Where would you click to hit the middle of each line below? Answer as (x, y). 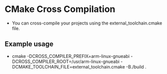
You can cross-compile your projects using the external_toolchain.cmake (87, 23)
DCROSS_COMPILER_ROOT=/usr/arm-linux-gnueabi (65, 61)
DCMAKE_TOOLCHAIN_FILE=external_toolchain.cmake (68, 66)
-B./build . (136, 66)
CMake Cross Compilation (60, 9)
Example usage (29, 44)
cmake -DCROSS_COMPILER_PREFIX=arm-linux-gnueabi (71, 56)
